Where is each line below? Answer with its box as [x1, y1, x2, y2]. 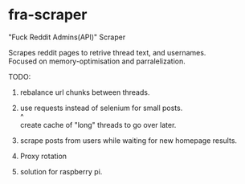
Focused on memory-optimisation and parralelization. [8, 56, 186, 66]
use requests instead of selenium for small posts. [19, 103, 183, 112]
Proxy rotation [19, 151, 67, 161]
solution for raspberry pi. [19, 166, 103, 176]
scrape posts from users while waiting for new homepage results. [19, 135, 238, 145]
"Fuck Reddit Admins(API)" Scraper [8, 32, 126, 42]
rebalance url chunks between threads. [19, 87, 150, 97]
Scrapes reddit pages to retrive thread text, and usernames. [8, 47, 206, 57]
